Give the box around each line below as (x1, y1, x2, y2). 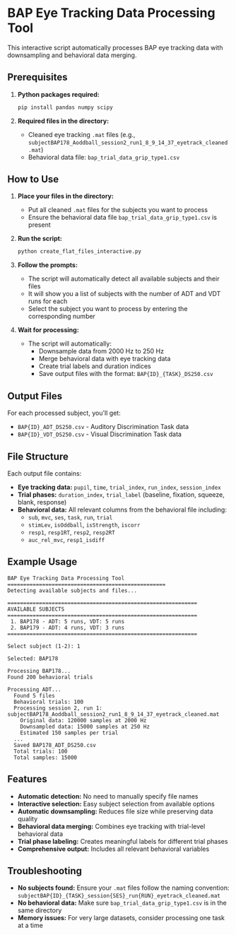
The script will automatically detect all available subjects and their (28, 274, 220, 283)
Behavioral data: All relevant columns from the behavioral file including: (17, 505, 228, 514)
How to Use (7, 173, 59, 185)
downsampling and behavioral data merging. (7, 51, 137, 59)
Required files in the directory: (17, 117, 110, 125)
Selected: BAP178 (7, 655, 59, 662)
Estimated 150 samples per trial (20, 729, 119, 736)
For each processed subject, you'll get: (7, 408, 122, 418)
